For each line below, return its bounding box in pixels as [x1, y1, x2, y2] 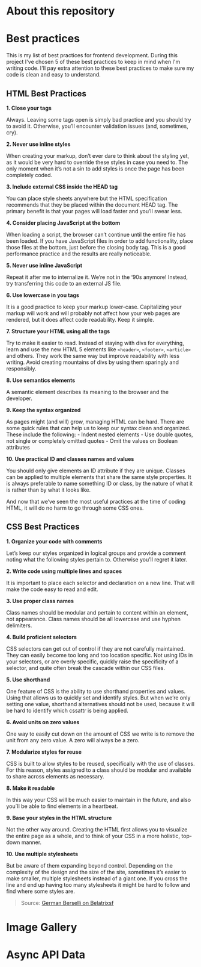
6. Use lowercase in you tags [6, 291, 80, 299]
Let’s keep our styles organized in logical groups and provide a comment [6, 549, 186, 557]
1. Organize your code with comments [6, 537, 103, 545]
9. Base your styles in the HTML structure [6, 814, 112, 821]
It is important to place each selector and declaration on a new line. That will [6, 579, 195, 586]
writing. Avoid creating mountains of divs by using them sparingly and [6, 358, 179, 366]
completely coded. [6, 171, 53, 178]
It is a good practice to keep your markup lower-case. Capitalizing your [6, 303, 182, 310]
